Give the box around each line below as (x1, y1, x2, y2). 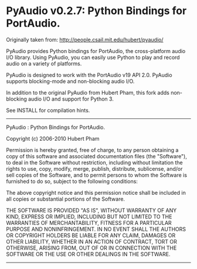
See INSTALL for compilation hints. (6, 107, 90, 114)
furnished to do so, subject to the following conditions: (6, 178, 138, 185)
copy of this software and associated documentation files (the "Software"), (6, 152, 188, 160)
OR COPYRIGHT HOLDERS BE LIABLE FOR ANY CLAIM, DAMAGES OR (6, 231, 176, 239)
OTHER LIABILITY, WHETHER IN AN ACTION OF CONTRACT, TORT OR (6, 238, 177, 245)
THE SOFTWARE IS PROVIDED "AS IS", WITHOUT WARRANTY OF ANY (6, 207, 177, 214)
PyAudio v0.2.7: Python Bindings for (6, 4, 187, 18)
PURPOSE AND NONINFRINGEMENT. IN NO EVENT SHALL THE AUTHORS (6, 225, 186, 233)
